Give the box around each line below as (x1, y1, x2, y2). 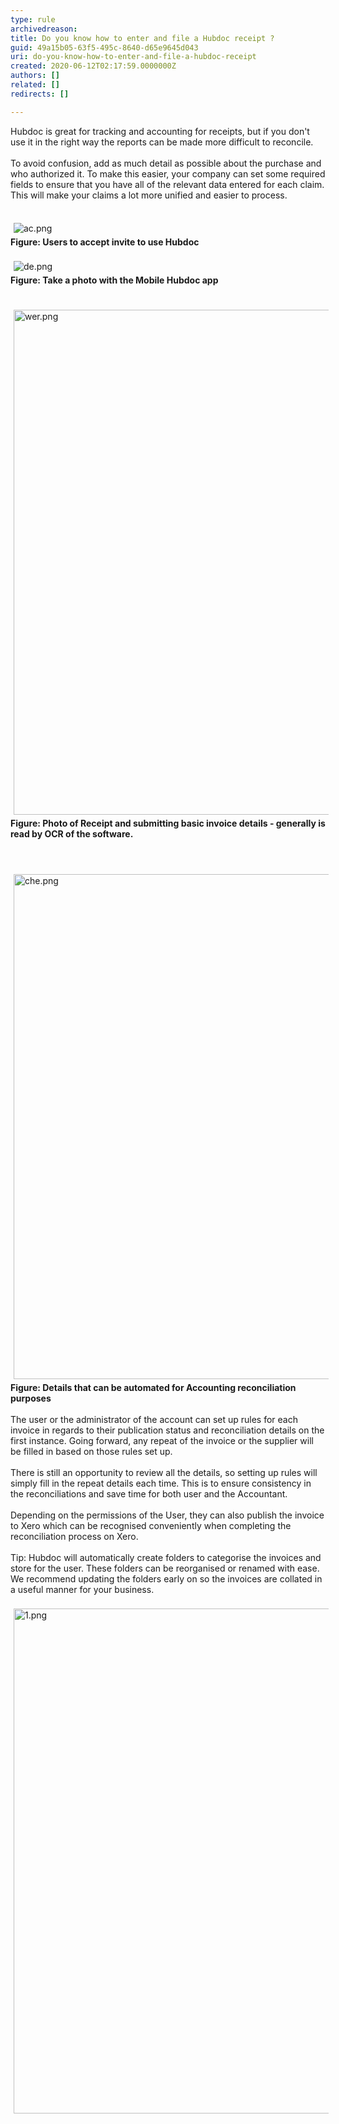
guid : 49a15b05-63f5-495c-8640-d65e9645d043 (10, 42, 199, 53)
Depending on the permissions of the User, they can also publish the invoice (10, 1509, 325, 1521)
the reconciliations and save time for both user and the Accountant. (10, 1487, 288, 1500)
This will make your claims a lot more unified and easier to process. (10, 189, 288, 201)
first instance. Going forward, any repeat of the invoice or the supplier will (10, 1434, 314, 1446)
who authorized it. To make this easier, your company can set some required (10, 167, 326, 180)
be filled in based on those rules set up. (10, 1445, 173, 1457)
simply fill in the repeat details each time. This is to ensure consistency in (10, 1477, 312, 1489)
